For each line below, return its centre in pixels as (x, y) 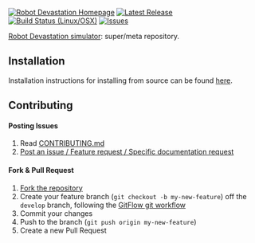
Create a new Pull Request (63, 230)
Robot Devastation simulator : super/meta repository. (94, 36)
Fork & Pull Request (41, 170)
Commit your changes (56, 213)
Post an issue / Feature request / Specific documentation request (127, 152)
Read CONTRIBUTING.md (62, 143)
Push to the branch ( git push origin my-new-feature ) (108, 221)
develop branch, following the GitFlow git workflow (102, 205)
